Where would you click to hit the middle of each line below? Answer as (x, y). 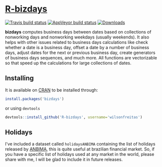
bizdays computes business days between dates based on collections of (78, 32)
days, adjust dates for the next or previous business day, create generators (80, 53)
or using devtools (23, 108)
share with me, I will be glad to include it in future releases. (64, 160)
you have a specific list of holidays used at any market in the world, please (80, 154)
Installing (19, 78)
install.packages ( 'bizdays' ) (35, 99)
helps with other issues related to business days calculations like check (77, 42)
